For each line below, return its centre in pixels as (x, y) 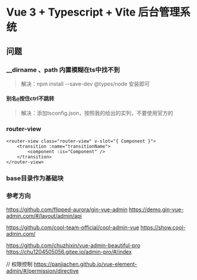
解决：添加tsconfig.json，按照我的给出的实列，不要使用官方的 (97, 113)
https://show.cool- (163, 227)
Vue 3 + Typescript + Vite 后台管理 (93, 12)
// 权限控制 (19, 264)
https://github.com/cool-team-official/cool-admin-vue (73, 227)
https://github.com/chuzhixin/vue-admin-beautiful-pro (73, 245)
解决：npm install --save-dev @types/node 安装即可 (85, 84)
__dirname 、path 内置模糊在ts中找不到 (63, 69)
